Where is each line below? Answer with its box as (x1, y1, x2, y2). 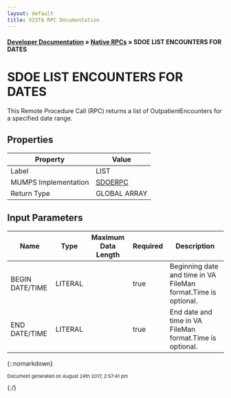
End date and (169, 307, 213, 317)
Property (34, 155, 65, 164)
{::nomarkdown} (7, 359, 54, 368)
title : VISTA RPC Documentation (7, 17, 100, 23)
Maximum (91, 232, 125, 242)
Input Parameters (7, 212, 83, 224)
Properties (7, 134, 54, 146)
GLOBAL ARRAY (96, 188, 148, 198)
